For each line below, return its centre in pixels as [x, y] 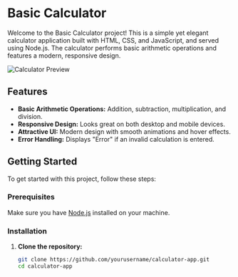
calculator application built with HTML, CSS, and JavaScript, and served [113, 40]
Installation [27, 231]
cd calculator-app [45, 266]
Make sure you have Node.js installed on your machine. [89, 212]
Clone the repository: [50, 246]
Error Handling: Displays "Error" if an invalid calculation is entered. [116, 139]
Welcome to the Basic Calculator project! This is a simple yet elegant [108, 33]
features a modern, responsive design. [64, 56]
